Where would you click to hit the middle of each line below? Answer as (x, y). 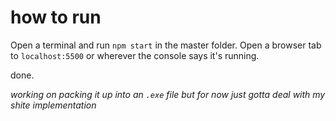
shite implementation (53, 105)
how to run (56, 17)
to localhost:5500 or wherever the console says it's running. (135, 55)
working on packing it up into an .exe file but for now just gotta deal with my (168, 94)
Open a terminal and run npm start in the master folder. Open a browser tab (166, 45)
